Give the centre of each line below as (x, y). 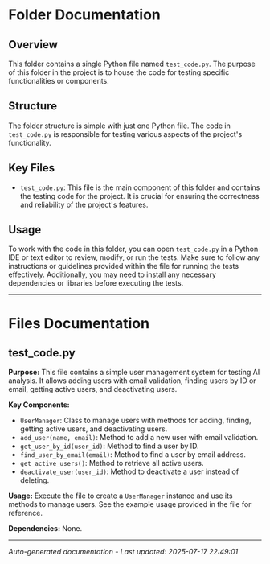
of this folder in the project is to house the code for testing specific (119, 72)
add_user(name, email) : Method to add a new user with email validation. (139, 438)
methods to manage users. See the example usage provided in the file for (130, 504)
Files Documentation (79, 323)
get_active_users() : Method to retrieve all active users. (112, 463)
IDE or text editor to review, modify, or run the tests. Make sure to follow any (134, 257)
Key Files (31, 168)
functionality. (30, 142)
